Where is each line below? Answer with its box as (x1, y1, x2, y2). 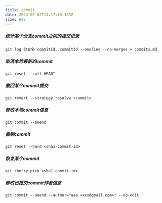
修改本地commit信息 (5, 107, 49, 113)
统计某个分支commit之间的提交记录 (5, 33, 79, 39)
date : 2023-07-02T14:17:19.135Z (5, 12, 73, 17)
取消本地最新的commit (5, 58, 53, 64)
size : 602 (5, 17, 26, 22)
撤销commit (5, 131, 31, 137)
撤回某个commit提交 (5, 82, 49, 88)
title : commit (5, 7, 35, 13)
